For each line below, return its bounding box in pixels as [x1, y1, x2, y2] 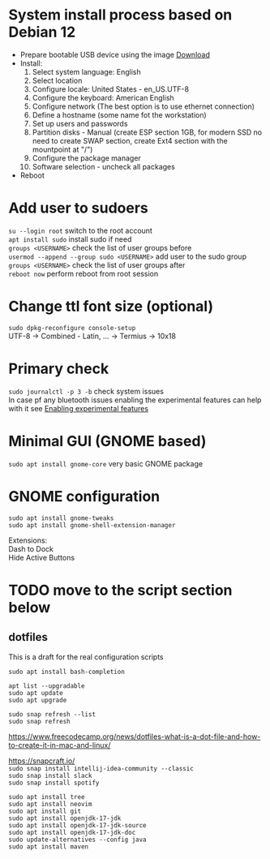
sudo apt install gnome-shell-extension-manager [8, 521, 176, 529]
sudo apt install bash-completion [8, 668, 126, 676]
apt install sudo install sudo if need [8, 234, 132, 244]
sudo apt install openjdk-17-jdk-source [8, 821, 148, 829]
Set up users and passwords [32, 118, 128, 128]
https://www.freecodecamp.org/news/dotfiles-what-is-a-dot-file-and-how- [8, 732, 261, 741]
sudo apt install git [8, 807, 82, 815]
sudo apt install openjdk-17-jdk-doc [8, 828, 136, 836]
